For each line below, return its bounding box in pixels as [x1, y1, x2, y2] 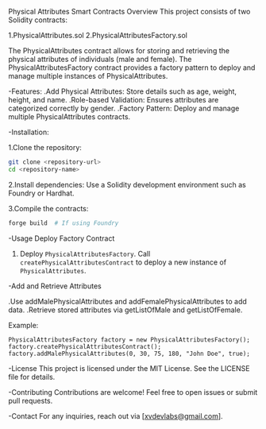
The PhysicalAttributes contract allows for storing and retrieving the [8, 46, 230, 55]
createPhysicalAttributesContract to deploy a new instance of [19, 257, 227, 267]
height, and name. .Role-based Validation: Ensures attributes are [8, 95, 219, 104]
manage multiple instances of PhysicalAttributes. [8, 71, 168, 80]
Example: [8, 320, 39, 330]
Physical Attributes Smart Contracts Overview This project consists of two [8, 7, 251, 16]
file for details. [8, 372, 56, 381]
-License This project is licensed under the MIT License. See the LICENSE [8, 363, 250, 373]
